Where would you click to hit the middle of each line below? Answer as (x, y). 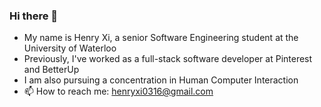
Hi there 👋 (34, 16)
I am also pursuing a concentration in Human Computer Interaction (161, 80)
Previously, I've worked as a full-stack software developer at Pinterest (168, 59)
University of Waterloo (70, 48)
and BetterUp (51, 70)
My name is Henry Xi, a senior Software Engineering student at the (161, 38)
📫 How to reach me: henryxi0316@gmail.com (118, 91)
